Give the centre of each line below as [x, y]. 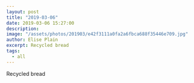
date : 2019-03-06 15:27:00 [40, 23]
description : [23, 29]
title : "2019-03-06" [32, 17]
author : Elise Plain [32, 40]
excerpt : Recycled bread [38, 46]
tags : [13, 51]
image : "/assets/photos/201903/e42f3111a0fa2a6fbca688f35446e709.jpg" [97, 34]
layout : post [23, 12]
